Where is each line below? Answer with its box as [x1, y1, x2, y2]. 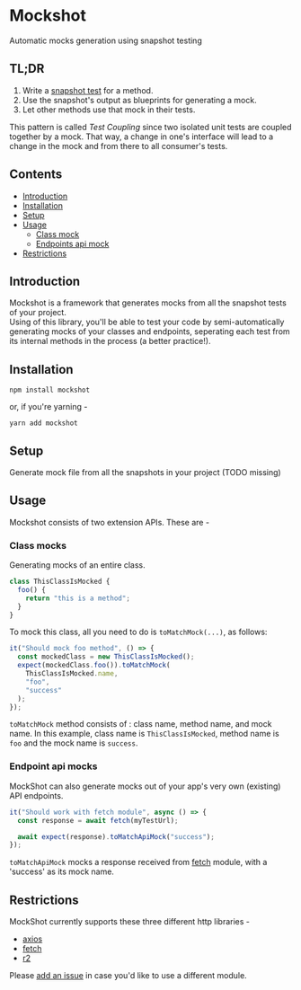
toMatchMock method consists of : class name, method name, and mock [9, 719, 272, 729]
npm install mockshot [9, 385, 91, 395]
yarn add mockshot [9, 419, 78, 428]
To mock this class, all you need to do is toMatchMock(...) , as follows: [9, 626, 268, 638]
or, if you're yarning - [9, 402, 88, 412]
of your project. [9, 307, 67, 318]
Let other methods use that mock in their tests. [22, 104, 196, 115]
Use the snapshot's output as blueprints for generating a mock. [22, 94, 258, 105]
